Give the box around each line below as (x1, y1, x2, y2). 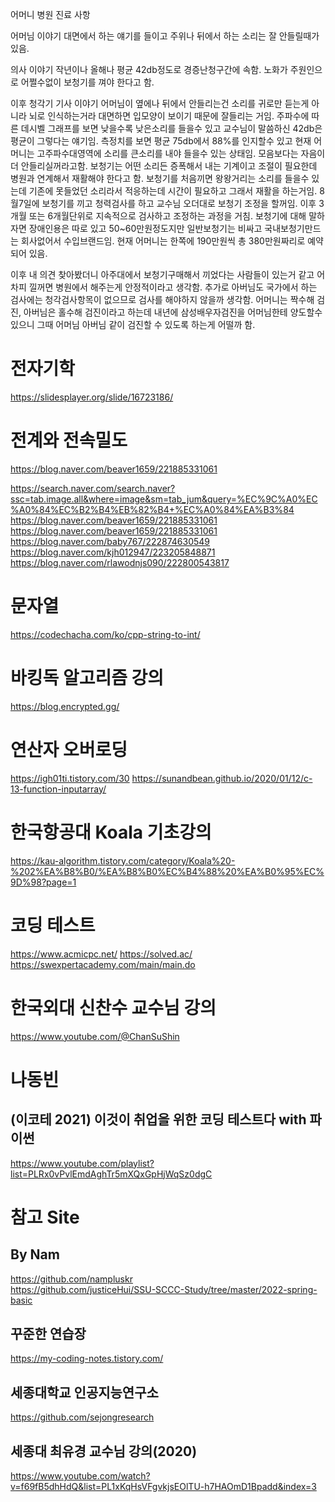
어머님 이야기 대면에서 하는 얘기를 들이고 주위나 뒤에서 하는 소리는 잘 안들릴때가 (10, 30, 320, 42)
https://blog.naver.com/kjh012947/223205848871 (10, 546, 216, 558)
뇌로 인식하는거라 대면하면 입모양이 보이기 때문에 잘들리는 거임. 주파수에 (28, 110, 310, 122)
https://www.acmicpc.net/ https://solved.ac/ (10, 948, 193, 960)
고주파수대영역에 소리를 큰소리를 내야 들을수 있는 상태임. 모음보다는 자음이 (36, 148, 326, 159)
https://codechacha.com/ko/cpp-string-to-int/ (10, 628, 201, 640)
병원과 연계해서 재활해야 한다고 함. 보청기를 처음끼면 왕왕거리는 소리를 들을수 (10, 173, 310, 184)
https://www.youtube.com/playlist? (10, 1157, 155, 1169)
